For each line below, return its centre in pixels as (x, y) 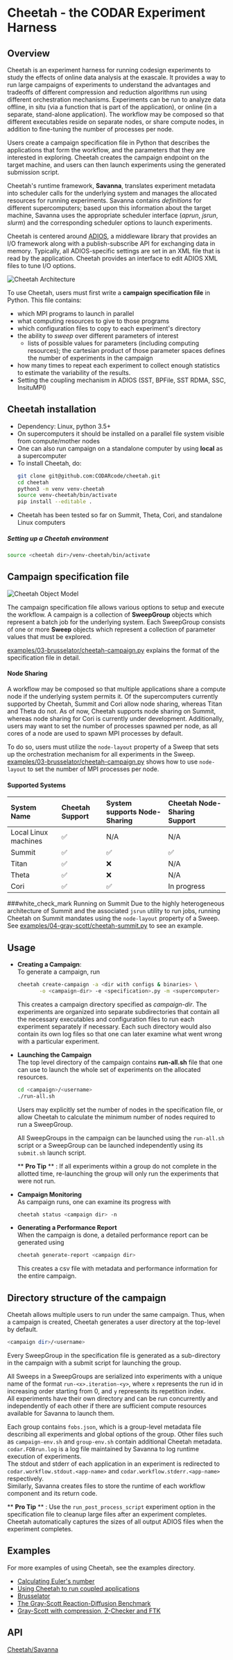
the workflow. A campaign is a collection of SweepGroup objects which (110, 615)
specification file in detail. (44, 657)
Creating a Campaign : (49, 965)
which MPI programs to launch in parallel (76, 314)
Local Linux (29, 832)
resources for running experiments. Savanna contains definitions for (105, 200)
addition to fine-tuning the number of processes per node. (90, 129)
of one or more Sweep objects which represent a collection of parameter (112, 629)
